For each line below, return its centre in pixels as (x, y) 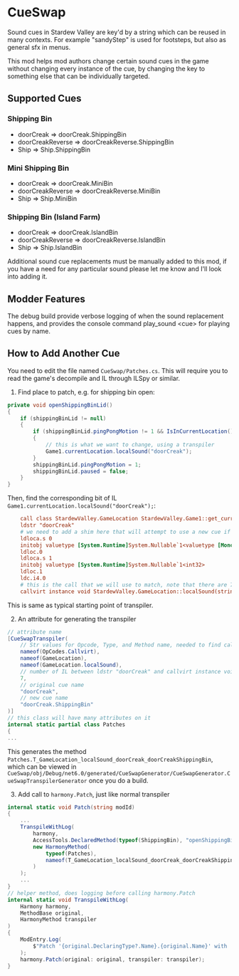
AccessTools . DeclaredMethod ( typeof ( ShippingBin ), (108, 840)
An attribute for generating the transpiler (77, 619)
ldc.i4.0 (33, 578)
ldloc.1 (31, 572)
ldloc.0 (31, 552)
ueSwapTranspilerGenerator (47, 781)
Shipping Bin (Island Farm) (54, 216)
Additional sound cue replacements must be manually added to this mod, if (117, 261)
